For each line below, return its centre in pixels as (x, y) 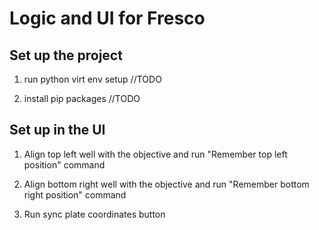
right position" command (75, 194)
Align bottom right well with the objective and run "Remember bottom (166, 184)
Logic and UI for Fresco (107, 18)
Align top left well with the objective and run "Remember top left (155, 154)
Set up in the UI (57, 130)
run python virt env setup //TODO (92, 79)
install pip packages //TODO (82, 98)
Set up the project (66, 55)
